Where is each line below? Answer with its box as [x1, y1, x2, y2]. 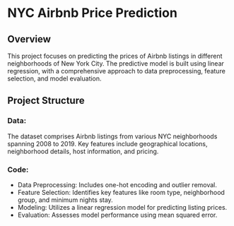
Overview [7, 33, 52, 45]
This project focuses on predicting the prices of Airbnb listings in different [7, 52, 223, 60]
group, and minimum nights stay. [17, 196, 113, 204]
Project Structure [7, 95, 85, 107]
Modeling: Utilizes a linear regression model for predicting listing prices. [17, 203, 228, 211]
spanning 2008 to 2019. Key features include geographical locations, [7, 139, 208, 148]
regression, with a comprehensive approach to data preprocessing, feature [7, 67, 226, 75]
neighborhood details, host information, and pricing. [7, 147, 159, 155]
